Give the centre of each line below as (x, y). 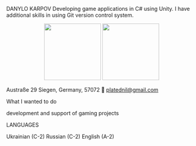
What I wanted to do (31, 101)
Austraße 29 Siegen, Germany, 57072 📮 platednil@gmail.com (82, 90)
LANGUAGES (23, 125)
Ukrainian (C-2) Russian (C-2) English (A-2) (60, 136)
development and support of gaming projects (63, 113)
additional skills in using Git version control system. (70, 15)
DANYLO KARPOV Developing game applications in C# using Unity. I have (98, 9)
